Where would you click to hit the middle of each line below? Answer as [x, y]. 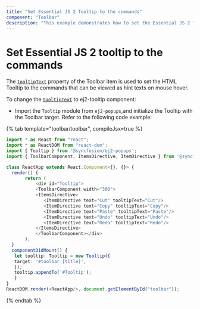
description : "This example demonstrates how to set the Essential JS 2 [98, 23]
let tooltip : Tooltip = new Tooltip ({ [62, 256]
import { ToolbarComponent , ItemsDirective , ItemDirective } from [90, 156]
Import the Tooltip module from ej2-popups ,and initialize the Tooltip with [104, 111]
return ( [35, 178]
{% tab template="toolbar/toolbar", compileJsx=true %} [74, 129]
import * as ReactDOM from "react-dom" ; [57, 146]
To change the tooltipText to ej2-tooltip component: [71, 100]
